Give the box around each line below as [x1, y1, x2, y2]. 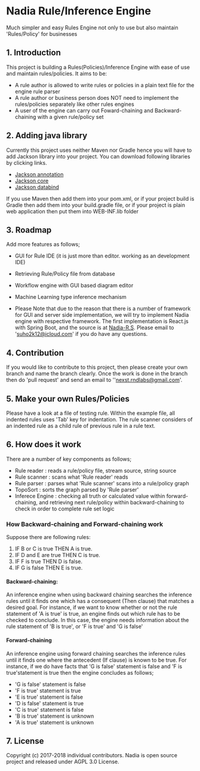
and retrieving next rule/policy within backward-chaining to [38, 498, 184, 506]
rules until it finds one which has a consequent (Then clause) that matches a [6, 598, 194, 605]
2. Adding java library [6, 130, 88, 141]
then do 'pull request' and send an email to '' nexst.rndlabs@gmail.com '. [6, 377, 183, 384]
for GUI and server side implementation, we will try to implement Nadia [14, 311, 189, 319]
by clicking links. [6, 159, 47, 166]
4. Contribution [6, 348, 64, 358]
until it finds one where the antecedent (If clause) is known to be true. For [6, 656, 187, 663]
